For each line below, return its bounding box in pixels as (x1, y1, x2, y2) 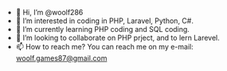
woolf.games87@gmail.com (15, 53, 108, 63)
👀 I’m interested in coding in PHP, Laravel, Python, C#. (15, 16, 194, 26)
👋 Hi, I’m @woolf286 (15, 8, 84, 17)
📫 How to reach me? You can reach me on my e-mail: (15, 42, 194, 51)
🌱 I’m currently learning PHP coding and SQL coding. (15, 25, 190, 34)
